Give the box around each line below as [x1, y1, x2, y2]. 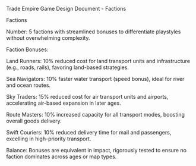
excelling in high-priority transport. [6, 135, 91, 142]
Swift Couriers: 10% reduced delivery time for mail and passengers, [6, 129, 172, 136]
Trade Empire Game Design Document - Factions [6, 5, 127, 12]
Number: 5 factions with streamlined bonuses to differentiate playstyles [6, 28, 181, 35]
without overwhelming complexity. [6, 35, 90, 41]
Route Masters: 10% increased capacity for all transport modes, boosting [6, 111, 185, 118]
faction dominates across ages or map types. [6, 153, 117, 160]
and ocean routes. [6, 82, 51, 89]
